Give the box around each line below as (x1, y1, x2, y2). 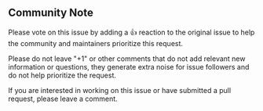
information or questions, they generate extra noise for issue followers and (8, 62, 250, 71)
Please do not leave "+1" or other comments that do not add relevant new (8, 54, 246, 63)
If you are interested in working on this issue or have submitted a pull (8, 85, 232, 95)
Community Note (8, 6, 94, 20)
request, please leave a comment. (8, 94, 118, 103)
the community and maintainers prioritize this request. (8, 38, 183, 48)
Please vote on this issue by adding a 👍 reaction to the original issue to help (8, 27, 255, 37)
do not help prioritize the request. (8, 70, 116, 80)
